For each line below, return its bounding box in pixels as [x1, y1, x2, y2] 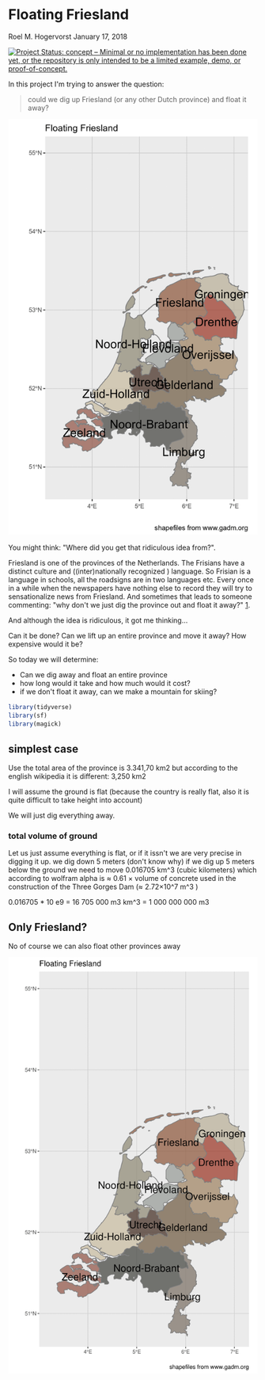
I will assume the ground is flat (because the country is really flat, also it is [8, 787, 249, 796]
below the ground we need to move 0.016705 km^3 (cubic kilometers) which [8, 865, 257, 875]
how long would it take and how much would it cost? [19, 679, 191, 688]
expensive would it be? [8, 639, 83, 649]
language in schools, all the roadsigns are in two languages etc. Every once [8, 575, 255, 585]
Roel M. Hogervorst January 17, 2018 [8, 32, 128, 41]
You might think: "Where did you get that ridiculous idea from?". [8, 543, 216, 552]
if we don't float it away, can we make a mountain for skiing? [19, 687, 218, 696]
